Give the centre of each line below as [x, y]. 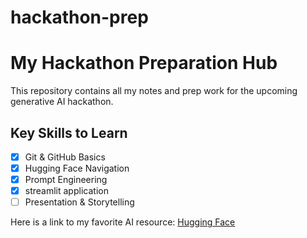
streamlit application [66, 191]
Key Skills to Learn [69, 132]
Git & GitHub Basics [65, 157]
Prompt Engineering [66, 180]
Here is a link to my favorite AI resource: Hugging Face [123, 222]
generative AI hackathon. [62, 102]
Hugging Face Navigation [77, 168]
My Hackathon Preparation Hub [144, 63]
